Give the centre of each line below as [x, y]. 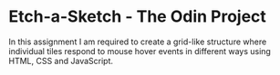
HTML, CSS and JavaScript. [61, 61]
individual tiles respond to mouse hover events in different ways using [140, 51]
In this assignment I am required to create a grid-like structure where [138, 42]
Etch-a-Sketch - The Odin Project [137, 17]
